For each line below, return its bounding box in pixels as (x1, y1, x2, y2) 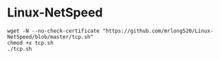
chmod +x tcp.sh (7, 39, 54, 46)
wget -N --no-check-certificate (7, 27, 100, 34)
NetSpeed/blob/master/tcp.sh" (7, 33, 94, 40)
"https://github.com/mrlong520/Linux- (102, 27, 214, 34)
